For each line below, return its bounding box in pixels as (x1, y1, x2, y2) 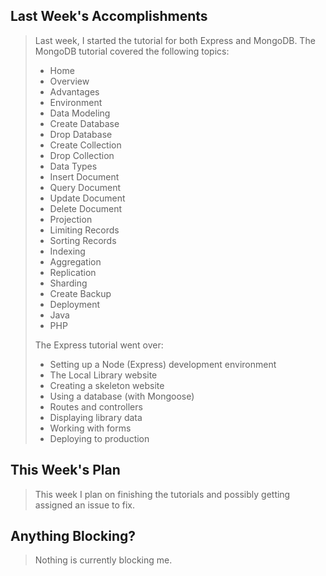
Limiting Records (49, 224, 120, 236)
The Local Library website (49, 369, 158, 381)
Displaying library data (49, 411, 143, 423)
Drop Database (49, 128, 113, 140)
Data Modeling (49, 107, 111, 119)
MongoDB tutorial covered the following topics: (34, 45, 230, 57)
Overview (49, 75, 90, 87)
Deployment (49, 298, 101, 310)
